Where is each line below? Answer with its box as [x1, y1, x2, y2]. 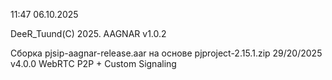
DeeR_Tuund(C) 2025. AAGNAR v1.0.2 [10, 28, 167, 39]
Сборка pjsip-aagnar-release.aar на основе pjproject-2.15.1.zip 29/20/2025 [10, 47, 323, 59]
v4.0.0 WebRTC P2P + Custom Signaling [10, 58, 177, 69]
